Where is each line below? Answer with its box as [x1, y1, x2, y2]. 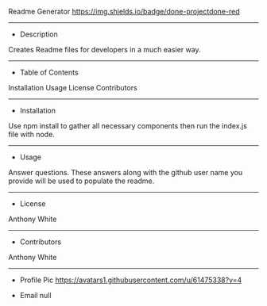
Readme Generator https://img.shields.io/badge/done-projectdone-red [8, 7, 240, 16]
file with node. [8, 130, 56, 139]
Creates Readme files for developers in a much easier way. [8, 45, 201, 54]
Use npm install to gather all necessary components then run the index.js [8, 121, 248, 130]
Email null [19, 291, 52, 300]
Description [19, 29, 58, 39]
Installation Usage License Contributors [8, 83, 137, 92]
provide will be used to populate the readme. [8, 176, 155, 186]
